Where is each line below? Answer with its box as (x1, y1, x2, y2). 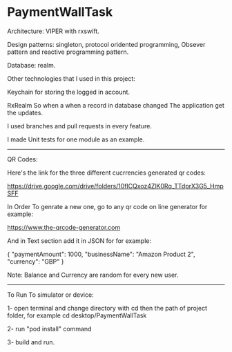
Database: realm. (7, 61, 56, 69)
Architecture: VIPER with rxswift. (7, 27, 100, 35)
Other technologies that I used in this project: (7, 74, 136, 83)
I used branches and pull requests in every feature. (7, 121, 152, 130)
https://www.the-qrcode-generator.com (7, 223, 121, 231)
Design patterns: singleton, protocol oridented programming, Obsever (7, 40, 206, 48)
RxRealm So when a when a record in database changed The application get (7, 101, 224, 109)
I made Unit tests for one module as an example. (7, 135, 145, 144)
